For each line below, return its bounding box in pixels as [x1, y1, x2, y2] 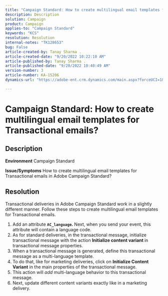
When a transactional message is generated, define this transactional [12, 248, 155, 254]
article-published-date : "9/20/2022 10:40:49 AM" [5, 63, 111, 68]
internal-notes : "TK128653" [5, 40, 64, 45]
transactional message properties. [12, 242, 83, 248]
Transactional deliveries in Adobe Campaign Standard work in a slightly [5, 201, 152, 207]
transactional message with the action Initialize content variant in [12, 237, 148, 243]
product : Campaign [5, 21, 43, 27]
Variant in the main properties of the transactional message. [12, 264, 137, 270]
